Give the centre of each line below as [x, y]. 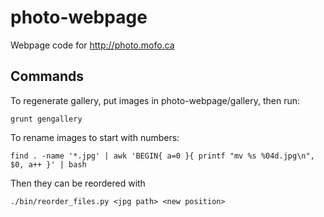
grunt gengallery [46, 119]
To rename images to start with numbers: [95, 137]
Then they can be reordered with [78, 183]
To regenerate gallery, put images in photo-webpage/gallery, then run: [155, 100]
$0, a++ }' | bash [48, 164]
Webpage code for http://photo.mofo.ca [92, 45]
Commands [47, 76]
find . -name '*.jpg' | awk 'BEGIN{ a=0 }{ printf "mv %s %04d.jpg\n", [162, 156]
